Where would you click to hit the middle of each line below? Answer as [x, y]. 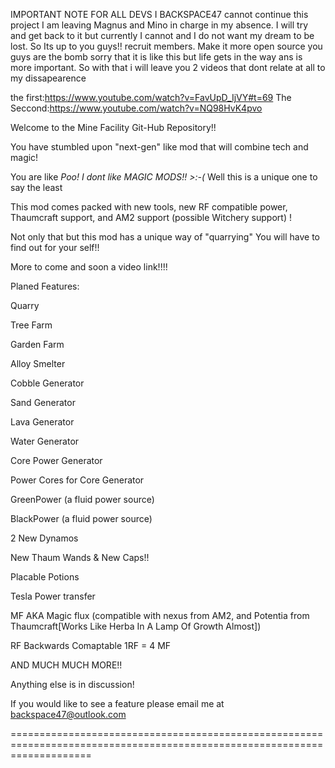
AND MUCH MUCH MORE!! [66, 665]
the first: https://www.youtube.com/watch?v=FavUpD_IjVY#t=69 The [151, 97]
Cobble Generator [47, 383]
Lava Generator [42, 422]
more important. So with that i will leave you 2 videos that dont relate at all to [168, 67]
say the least [36, 187]
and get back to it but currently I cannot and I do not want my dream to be [162, 35]
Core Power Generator [56, 460]
